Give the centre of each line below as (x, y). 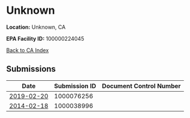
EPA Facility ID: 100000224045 (45, 38)
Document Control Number (141, 86)
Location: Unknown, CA (36, 27)
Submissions (31, 69)
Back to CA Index (28, 50)
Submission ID (75, 86)
